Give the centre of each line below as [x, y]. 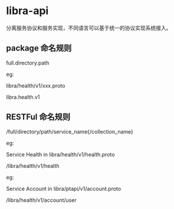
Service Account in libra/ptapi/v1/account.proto [64, 188]
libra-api [27, 11]
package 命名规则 [39, 48]
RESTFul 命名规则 [38, 117]
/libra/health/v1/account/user [41, 200]
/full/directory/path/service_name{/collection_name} [70, 131]
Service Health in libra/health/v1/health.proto [60, 154]
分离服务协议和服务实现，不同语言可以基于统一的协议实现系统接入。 [89, 28]
